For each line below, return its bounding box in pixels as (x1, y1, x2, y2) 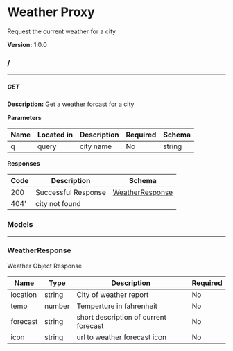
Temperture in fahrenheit (76, 301, 158, 311)
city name (79, 142, 112, 151)
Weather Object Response (7, 262, 82, 270)
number (44, 301, 71, 311)
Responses (7, 160, 40, 168)
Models (7, 220, 33, 230)
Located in (37, 130, 74, 139)
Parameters (7, 114, 42, 122)
